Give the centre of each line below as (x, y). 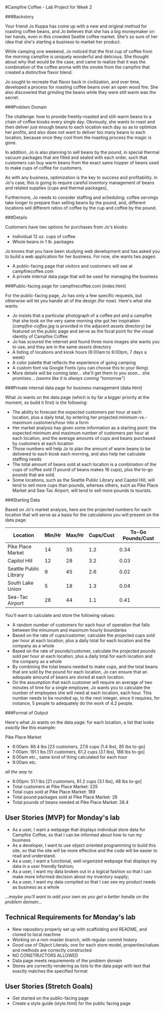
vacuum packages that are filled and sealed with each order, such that (76, 157)
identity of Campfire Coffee (40, 336)
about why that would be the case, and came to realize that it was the (75, 62)
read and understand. (34, 856)
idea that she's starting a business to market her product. (63, 42)
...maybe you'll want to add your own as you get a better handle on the (77, 896)
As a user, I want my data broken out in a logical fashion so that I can (82, 871)
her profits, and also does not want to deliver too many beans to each (75, 132)
